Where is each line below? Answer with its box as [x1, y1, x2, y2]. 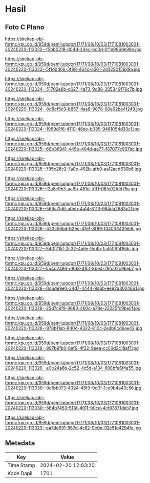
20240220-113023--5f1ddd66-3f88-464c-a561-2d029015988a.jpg [5, 66, 141, 72]
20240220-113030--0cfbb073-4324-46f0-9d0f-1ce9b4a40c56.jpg [5, 385, 142, 391]
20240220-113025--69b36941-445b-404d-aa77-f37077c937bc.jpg [5, 146, 143, 152]
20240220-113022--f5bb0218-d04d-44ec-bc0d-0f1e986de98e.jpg [5, 47, 142, 52]
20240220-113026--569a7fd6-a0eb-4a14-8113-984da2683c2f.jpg [5, 206, 140, 211]
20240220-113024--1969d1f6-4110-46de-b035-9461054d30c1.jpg [5, 126, 140, 132]
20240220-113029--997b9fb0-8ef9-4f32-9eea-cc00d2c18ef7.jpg [5, 345, 139, 351]
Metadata [5, 439, 35, 447]
